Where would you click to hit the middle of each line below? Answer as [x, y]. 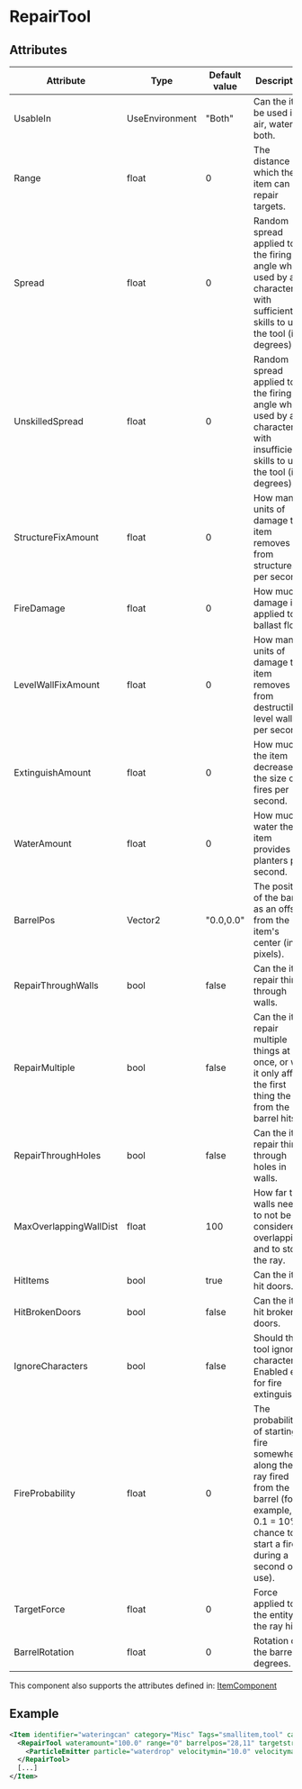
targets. [269, 206]
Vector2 [144, 920]
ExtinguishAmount [53, 772]
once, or [271, 1062]
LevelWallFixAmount [57, 685]
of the [266, 898]
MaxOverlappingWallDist [66, 1226]
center [267, 943]
